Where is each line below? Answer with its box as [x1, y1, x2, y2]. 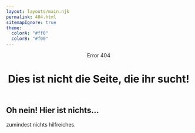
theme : [6, 25, 22, 31]
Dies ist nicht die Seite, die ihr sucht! [8, 73, 190, 86]
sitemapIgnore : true [6, 19, 57, 25]
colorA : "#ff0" [11, 30, 49, 36]
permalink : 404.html [6, 14, 57, 20]
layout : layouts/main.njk [6, 8, 69, 15]
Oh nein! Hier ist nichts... [6, 105, 99, 115]
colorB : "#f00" [11, 36, 49, 42]
